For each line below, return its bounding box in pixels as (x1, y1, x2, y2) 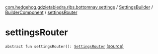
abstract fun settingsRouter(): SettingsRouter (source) (5, 43, 124, 49)
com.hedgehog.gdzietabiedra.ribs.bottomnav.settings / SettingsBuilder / (5, 4, 153, 10)
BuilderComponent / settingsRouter (5, 9, 78, 15)
